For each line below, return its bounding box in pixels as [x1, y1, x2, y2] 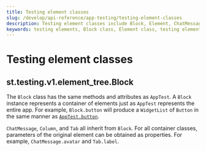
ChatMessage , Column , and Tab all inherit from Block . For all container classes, [6, 125, 198, 132]
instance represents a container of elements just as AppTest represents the [6, 99, 195, 107]
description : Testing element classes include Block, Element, [6, 20, 172, 26]
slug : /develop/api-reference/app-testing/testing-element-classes [6, 15, 183, 21]
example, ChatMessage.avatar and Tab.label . [6, 137, 120, 145]
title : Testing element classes [6, 9, 89, 15]
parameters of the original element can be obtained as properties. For [6, 131, 183, 139]
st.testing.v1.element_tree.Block [6, 77, 134, 87]
